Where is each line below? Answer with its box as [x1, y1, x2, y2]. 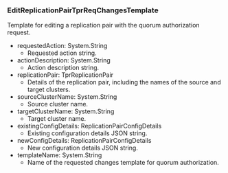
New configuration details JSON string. [27, 143, 139, 152]
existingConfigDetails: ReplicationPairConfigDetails [16, 122, 162, 130]
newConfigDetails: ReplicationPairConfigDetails [16, 137, 152, 145]
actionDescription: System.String [16, 56, 111, 65]
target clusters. [27, 85, 71, 94]
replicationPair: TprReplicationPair [16, 71, 114, 79]
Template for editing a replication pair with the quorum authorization [7, 21, 201, 30]
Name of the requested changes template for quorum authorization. [27, 159, 220, 167]
